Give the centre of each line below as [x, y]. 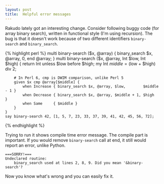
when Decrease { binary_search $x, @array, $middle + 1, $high [88, 95]
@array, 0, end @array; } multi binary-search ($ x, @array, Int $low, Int [75, 58]
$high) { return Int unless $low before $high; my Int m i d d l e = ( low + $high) [80, 64]
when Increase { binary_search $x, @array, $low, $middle [91, 86]
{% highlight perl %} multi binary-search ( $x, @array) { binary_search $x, [79, 53]
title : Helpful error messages [38, 14]
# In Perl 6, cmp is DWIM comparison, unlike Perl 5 [69, 78]
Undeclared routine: [26, 159]
